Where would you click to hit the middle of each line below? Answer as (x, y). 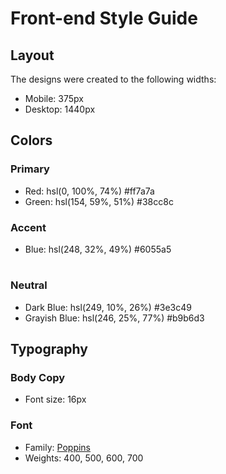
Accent (28, 227)
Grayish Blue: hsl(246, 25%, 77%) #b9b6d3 (114, 318)
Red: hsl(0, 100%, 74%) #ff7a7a (89, 191)
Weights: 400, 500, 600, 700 (84, 458)
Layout (32, 55)
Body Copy (38, 377)
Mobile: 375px (54, 98)
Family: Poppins (58, 447)
